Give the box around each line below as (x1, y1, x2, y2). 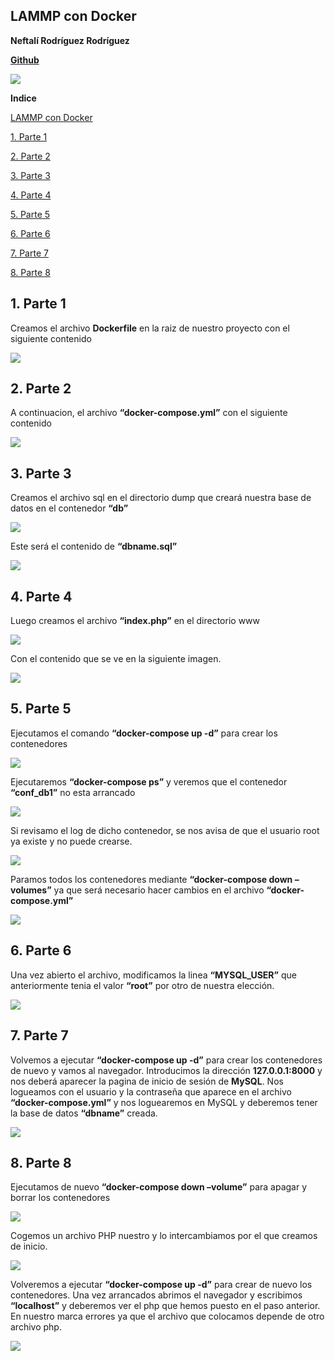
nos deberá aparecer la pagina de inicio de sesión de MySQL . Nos (10, 1075, 284, 1087)
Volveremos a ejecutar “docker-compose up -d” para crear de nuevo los (10, 1279, 313, 1291)
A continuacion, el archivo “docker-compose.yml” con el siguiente (10, 407, 288, 419)
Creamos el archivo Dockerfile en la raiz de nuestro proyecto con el (10, 322, 290, 334)
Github (10, 54, 40, 66)
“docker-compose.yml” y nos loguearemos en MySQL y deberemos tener (10, 1096, 318, 1108)
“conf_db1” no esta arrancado (10, 786, 136, 798)
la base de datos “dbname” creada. (10, 1107, 158, 1119)
